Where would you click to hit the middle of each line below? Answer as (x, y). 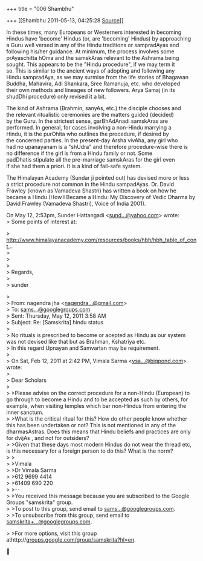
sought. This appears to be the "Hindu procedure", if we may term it (91, 64)
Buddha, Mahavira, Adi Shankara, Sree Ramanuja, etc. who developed (93, 84)
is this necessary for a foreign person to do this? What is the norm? (90, 451)
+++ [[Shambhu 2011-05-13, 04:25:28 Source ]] (65, 20)
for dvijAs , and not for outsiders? (48, 438)
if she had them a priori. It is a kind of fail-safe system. (74, 166)
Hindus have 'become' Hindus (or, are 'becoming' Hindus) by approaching (99, 38)
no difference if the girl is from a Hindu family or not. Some (79, 153)
